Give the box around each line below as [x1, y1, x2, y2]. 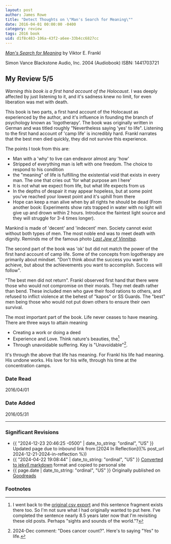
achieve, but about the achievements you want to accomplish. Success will [5, 262, 163, 268]
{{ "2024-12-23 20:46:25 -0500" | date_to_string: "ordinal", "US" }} [12, 440, 154, 446]
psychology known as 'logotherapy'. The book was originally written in [5, 119, 153, 125]
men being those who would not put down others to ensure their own [5, 298, 150, 305]
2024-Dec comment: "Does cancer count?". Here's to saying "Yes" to [12, 528, 159, 534]
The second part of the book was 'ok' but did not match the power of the [5, 246, 158, 252]
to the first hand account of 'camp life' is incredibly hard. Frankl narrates [5, 130, 157, 137]
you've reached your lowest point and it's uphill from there [12, 193, 135, 199]
